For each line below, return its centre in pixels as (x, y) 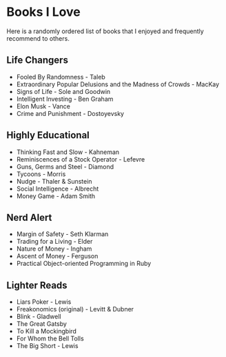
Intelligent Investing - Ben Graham (65, 99)
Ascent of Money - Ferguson (57, 256)
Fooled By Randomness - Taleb (61, 77)
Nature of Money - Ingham (54, 249)
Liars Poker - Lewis (44, 302)
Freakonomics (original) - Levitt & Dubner (75, 309)
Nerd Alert (29, 217)
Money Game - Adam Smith (56, 196)
